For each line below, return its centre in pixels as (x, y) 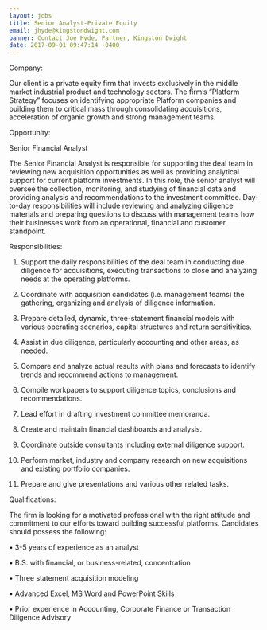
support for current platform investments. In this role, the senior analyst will (132, 181)
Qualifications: (33, 499)
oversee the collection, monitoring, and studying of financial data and (123, 189)
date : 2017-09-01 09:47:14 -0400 (64, 45)
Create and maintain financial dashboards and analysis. (111, 429)
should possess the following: (58, 532)
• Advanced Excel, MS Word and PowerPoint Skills (92, 593)
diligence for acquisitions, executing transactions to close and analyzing (139, 271)
